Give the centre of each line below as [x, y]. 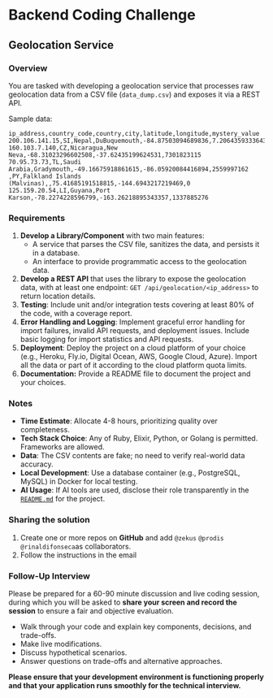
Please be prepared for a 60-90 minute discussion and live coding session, [134, 594]
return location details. [58, 296]
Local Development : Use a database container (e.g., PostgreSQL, [130, 473]
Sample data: [30, 119]
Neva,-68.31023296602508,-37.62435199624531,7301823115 [105, 155]
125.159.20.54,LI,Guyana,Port [60, 190]
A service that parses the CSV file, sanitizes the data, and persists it [146, 245]
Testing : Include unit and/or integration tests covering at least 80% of [137, 305]
